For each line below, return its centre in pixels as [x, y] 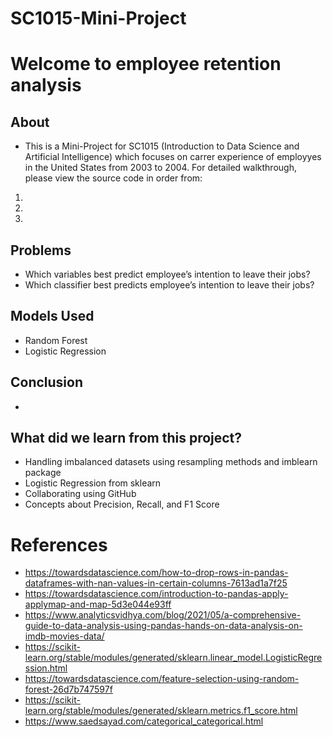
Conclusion [47, 382]
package [43, 473]
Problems [41, 250]
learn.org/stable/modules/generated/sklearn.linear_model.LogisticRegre [173, 658]
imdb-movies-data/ [64, 636]
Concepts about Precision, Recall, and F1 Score [122, 504]
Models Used [52, 316]
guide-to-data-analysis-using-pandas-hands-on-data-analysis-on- [163, 626]
